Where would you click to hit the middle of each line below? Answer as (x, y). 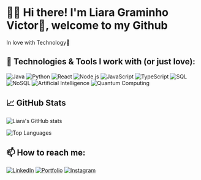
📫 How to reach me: (46, 152)
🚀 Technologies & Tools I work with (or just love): (101, 62)
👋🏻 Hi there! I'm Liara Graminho (88, 13)
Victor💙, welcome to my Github (87, 25)
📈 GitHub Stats (36, 103)
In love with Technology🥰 (38, 42)
